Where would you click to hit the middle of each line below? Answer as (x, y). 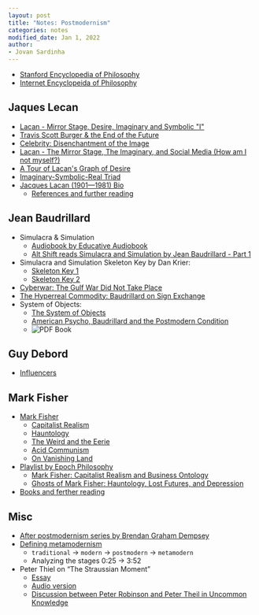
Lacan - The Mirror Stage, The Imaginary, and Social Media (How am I (133, 151)
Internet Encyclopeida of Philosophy (78, 83)
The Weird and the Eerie (70, 442)
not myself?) (40, 160)
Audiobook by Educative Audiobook (89, 246)
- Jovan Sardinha (37, 52)
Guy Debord (38, 354)
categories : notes (38, 30)
